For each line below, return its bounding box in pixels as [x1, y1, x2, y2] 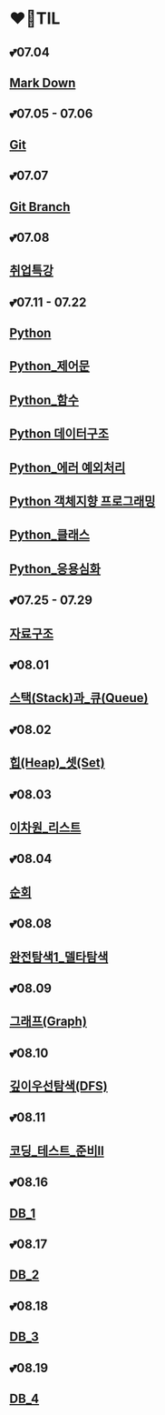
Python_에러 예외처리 [9, 459, 126, 476]
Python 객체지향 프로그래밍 [9, 494, 156, 509]
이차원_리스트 [9, 819, 82, 835]
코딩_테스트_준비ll [9, 1143, 104, 1159]
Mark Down [9, 75, 76, 90]
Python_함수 [9, 392, 80, 407]
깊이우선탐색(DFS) [9, 1079, 108, 1094]
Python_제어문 [9, 358, 91, 374]
